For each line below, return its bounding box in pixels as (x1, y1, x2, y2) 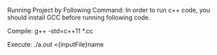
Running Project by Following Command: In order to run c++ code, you (7, 6, 211, 14)
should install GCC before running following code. (7, 13, 151, 22)
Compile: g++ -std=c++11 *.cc (7, 27, 93, 35)
